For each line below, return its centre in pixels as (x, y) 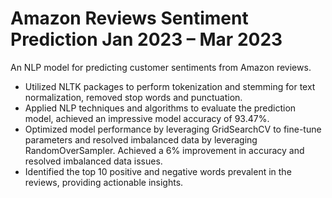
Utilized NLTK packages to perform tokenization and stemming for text (170, 86)
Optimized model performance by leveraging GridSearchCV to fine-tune (173, 129)
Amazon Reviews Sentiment (129, 18)
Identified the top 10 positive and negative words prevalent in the (158, 171)
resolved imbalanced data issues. (93, 161)
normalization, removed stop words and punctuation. (133, 97)
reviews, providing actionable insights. (104, 182)
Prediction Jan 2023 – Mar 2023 (146, 39)
